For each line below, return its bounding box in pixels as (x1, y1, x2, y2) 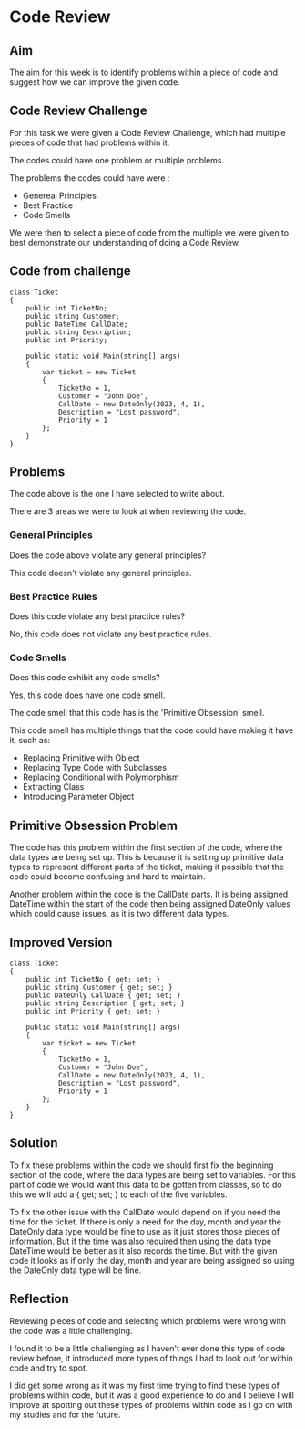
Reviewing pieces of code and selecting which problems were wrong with (9, 1315, 287, 1326)
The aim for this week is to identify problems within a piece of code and (9, 67, 279, 78)
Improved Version (9, 934, 113, 951)
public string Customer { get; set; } (25, 982, 173, 992)
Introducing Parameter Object (22, 792, 135, 803)
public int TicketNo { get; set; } (25, 974, 161, 983)
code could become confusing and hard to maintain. (9, 871, 206, 882)
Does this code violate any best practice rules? (9, 611, 185, 622)
